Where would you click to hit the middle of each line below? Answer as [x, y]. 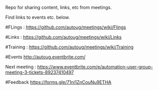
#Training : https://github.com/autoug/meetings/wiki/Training [69, 47]
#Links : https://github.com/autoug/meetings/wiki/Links [63, 37]
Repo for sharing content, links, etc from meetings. [59, 7]
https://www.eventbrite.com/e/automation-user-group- [95, 67]
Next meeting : [21, 67]
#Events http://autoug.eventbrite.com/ [45, 57]
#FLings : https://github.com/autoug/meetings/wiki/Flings [66, 27]
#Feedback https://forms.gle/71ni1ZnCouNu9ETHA [58, 82]
